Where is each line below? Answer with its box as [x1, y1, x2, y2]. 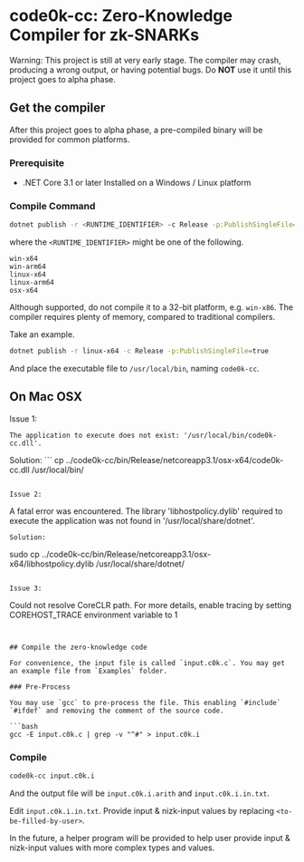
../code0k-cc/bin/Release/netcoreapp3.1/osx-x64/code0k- [65, 454, 284, 465]
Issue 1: [9, 413, 38, 424]
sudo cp [9, 548, 41, 559]
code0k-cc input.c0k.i [9, 771, 95, 780]
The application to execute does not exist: [9, 431, 180, 440]
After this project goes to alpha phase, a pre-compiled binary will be [9, 124, 263, 135]
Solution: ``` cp [9, 454, 64, 465]
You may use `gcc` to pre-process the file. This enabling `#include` [9, 698, 281, 707]
